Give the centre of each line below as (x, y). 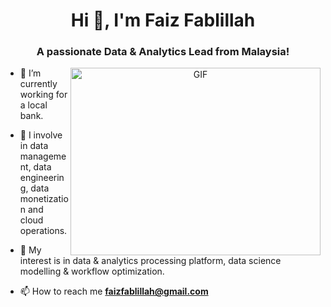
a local (33, 105)
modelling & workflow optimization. (92, 271)
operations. (43, 231)
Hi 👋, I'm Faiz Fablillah (163, 20)
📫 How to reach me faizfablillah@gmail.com (114, 291)
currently (38, 84)
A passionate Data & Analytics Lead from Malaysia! (163, 52)
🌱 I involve (41, 135)
